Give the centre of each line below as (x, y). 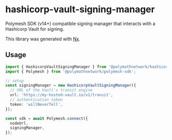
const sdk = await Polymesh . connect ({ (47, 119)
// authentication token (36, 100)
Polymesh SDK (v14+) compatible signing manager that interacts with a (80, 24)
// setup (15, 81)
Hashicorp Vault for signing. (35, 29)
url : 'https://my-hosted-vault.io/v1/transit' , (62, 95)
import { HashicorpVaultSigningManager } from (56, 67)
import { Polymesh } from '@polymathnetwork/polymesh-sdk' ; (71, 72)
